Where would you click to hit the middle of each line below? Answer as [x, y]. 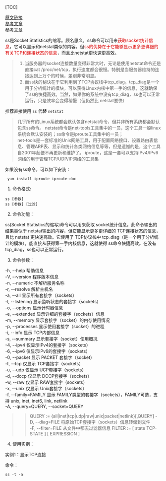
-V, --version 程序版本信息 [32, 277]
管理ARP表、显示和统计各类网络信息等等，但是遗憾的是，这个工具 [93, 146]
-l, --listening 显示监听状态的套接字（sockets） [53, 302]
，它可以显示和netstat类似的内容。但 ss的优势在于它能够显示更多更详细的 [84, 46]
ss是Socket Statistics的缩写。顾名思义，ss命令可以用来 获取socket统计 [77, 40]
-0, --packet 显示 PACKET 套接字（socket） [50, 357]
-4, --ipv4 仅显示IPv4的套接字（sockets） [48, 345]
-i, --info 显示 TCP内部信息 [32, 333]
